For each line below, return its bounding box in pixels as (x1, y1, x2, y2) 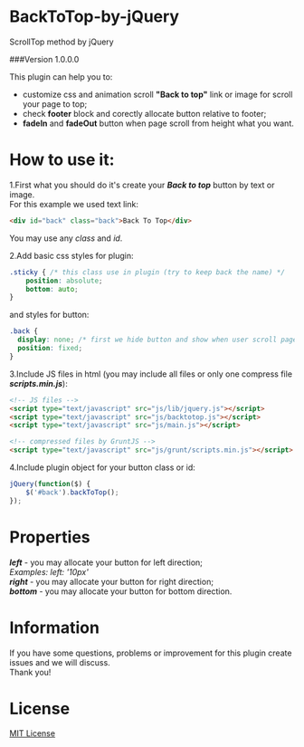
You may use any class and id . (9, 233, 123, 244)
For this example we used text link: (9, 198, 138, 209)
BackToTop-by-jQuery (9, 6, 179, 27)
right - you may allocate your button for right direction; (9, 576, 214, 587)
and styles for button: (9, 310, 90, 321)
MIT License (9, 728, 56, 739)
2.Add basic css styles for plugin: (9, 250, 134, 261)
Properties (9, 527, 90, 547)
